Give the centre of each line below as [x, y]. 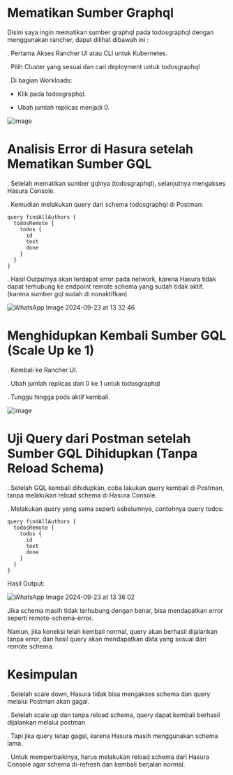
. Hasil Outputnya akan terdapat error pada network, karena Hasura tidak [112, 279]
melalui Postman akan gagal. [48, 701]
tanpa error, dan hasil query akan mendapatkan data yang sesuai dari [107, 639]
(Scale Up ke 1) [51, 350]
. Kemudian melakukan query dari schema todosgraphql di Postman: [105, 204]
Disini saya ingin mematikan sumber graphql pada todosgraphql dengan [111, 32]
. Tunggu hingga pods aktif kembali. [59, 397]
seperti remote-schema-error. [50, 618]
